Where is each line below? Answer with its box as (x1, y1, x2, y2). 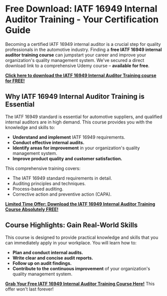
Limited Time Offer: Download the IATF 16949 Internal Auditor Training (5, 201, 155, 207)
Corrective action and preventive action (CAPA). (12, 191, 112, 197)
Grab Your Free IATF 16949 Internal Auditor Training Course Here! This (5, 280, 155, 286)
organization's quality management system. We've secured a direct (5, 57, 144, 63)
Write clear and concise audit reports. (12, 255, 94, 261)
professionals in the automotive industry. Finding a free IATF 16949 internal (5, 46, 162, 52)
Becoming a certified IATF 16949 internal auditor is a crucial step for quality (5, 41, 161, 47)
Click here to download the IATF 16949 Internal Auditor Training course (5, 72, 156, 78)
